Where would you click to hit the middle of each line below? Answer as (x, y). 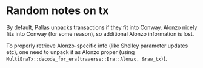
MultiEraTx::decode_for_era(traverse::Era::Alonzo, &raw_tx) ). (87, 58)
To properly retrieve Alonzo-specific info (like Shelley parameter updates (97, 46)
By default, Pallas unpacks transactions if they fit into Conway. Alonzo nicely (102, 27)
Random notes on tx (58, 11)
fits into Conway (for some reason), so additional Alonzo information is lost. (100, 33)
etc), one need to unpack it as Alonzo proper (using (71, 52)
